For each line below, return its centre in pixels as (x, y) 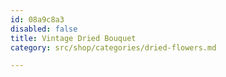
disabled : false (44, 29)
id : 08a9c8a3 (37, 19)
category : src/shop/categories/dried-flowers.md (113, 47)
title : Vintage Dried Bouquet (73, 38)
